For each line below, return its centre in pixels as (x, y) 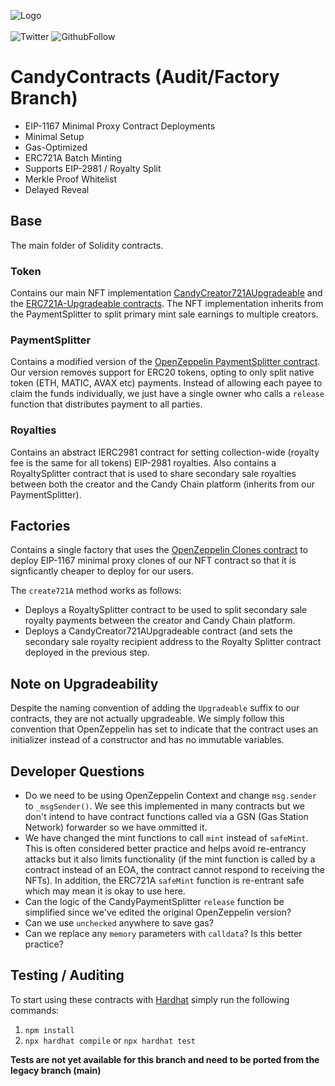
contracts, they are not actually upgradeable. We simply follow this (147, 719)
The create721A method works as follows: (96, 591)
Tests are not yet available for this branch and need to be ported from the (165, 1059)
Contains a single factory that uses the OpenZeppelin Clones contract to (159, 550)
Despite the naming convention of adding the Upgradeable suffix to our (155, 708)
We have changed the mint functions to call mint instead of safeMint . (166, 838)
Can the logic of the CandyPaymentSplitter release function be (154, 902)
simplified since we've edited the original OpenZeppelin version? (158, 912)
